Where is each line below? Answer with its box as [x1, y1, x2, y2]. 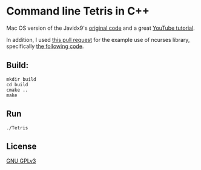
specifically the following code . [6, 42, 84, 50]
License [6, 141, 37, 151]
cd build [6, 81, 28, 87]
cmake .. [6, 87, 28, 93]
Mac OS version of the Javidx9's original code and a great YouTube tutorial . [6, 24, 195, 32]
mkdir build [6, 76, 36, 83]
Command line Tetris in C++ [6, 4, 150, 18]
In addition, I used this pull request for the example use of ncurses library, [6, 36, 190, 43]
